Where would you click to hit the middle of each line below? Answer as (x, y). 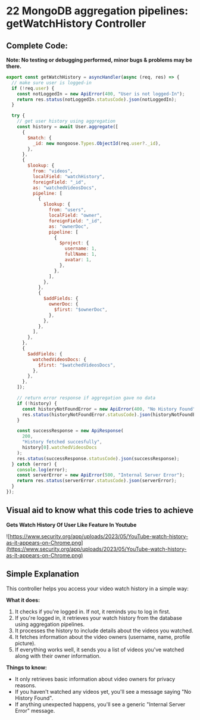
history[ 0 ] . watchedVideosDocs (59, 448)
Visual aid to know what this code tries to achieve (100, 510)
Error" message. (35, 710)
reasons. (26, 685)
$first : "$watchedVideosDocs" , (77, 365)
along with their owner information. (58, 656)
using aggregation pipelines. (50, 624)
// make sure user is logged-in (52, 83)
